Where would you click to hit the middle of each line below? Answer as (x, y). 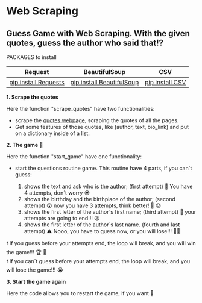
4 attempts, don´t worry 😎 (57, 193)
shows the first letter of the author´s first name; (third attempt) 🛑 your (110, 212)
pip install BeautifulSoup (105, 82)
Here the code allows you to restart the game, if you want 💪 (80, 293)
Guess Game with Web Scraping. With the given (98, 33)
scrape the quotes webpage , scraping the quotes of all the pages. (97, 120)
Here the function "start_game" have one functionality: (74, 157)
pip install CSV (165, 82)
